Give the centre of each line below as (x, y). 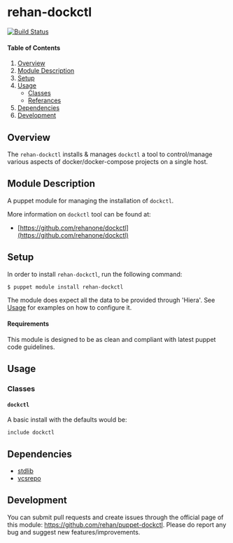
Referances (44, 101)
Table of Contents (34, 48)
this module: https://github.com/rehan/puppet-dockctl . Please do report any (117, 524)
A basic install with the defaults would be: (67, 420)
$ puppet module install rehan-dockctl (65, 287)
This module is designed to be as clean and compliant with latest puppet (112, 339)
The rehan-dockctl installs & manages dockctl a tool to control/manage (110, 154)
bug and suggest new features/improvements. (74, 532)
